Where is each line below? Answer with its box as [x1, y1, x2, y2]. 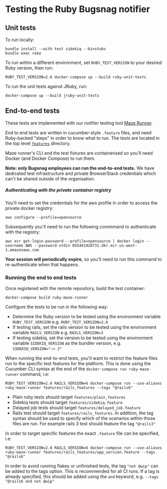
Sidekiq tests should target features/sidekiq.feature [12, 399, 123, 405]
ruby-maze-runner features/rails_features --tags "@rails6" [5, 385, 133, 390]
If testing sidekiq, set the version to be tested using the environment [12, 335, 153, 341]
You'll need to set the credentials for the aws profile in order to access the [5, 199, 158, 206]
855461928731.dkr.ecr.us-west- [72, 243, 137, 248]
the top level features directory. [5, 140, 71, 146]
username [5, 243, 23, 248]
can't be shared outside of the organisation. [5, 175, 95, 181]
